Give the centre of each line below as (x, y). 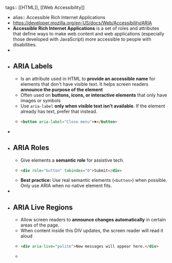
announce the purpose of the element (62, 89)
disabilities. (25, 45)
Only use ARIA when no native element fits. (66, 186)
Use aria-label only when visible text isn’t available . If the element (93, 106)
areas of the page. (40, 225)
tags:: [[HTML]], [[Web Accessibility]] (45, 7)
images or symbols (41, 100)
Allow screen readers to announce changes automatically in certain (93, 220)
